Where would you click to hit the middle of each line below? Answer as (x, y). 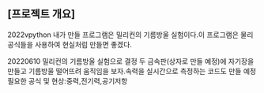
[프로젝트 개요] (41, 14)
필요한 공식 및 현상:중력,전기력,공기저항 (68, 80)
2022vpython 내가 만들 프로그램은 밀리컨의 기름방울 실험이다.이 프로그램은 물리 (130, 35)
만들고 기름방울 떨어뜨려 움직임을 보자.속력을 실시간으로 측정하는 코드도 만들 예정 (132, 71)
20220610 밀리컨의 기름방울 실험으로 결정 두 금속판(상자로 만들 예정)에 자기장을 (131, 61)
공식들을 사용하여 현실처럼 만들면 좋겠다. (70, 44)
